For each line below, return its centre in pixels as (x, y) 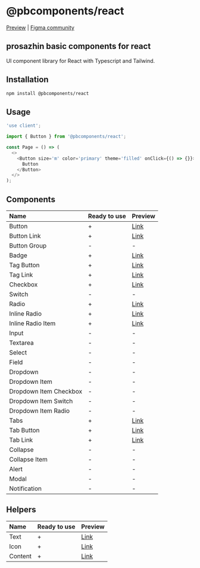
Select (18, 352)
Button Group (28, 245)
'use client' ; (24, 126)
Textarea (21, 343)
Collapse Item (28, 459)
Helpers (21, 510)
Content (20, 556)
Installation (27, 80)
